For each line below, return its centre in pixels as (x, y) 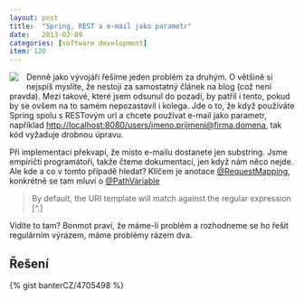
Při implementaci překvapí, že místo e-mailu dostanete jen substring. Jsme (148, 152)
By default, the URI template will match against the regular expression (161, 199)
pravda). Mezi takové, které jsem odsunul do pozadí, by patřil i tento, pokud (150, 97)
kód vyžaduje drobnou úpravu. (66, 135)
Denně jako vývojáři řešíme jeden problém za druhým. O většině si (150, 77)
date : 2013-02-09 (46, 34)
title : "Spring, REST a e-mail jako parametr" (101, 26)
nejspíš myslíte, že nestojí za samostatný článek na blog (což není (149, 87)
